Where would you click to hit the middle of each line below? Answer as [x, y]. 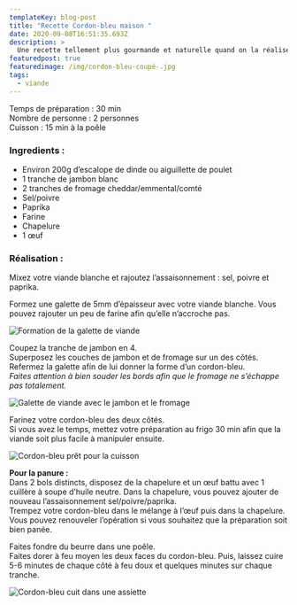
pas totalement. [38, 385]
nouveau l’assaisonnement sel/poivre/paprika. [93, 501]
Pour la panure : [39, 473]
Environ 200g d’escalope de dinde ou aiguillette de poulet [127, 169]
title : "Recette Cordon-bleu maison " [80, 26]
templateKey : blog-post [53, 17]
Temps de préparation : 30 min [65, 108]
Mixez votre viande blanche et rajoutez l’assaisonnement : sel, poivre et [139, 278]
